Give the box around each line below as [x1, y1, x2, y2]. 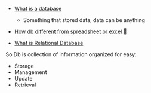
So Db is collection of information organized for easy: [5, 51, 137, 58]
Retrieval [14, 81, 36, 88]
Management [14, 69, 47, 76]
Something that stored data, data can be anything [23, 17, 146, 23]
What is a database [14, 5, 62, 12]
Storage [14, 62, 34, 69]
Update [14, 75, 33, 82]
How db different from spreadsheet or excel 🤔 [14, 28, 127, 35]
